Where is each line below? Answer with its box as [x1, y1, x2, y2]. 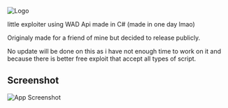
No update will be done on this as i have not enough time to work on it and [7, 47, 222, 55]
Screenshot [7, 75, 59, 86]
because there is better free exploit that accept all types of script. [7, 54, 197, 63]
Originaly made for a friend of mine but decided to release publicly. [7, 33, 201, 42]
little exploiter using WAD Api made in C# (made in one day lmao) [7, 20, 196, 28]
